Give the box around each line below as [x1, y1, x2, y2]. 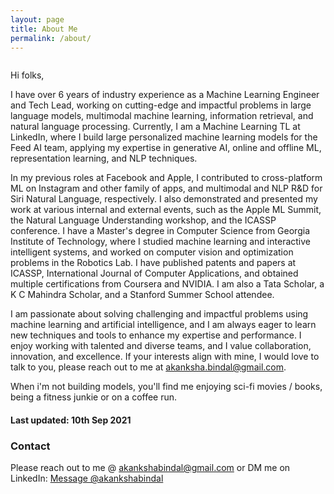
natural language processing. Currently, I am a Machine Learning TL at [10, 121, 301, 133]
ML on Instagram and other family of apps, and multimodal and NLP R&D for [10, 182, 323, 195]
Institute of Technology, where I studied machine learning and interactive [10, 236, 311, 248]
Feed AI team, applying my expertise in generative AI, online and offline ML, [10, 142, 322, 154]
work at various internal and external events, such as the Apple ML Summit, [10, 204, 322, 216]
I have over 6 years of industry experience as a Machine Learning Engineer [10, 89, 320, 101]
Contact [10, 439, 51, 453]
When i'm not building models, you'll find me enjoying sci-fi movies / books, [10, 381, 323, 393]
